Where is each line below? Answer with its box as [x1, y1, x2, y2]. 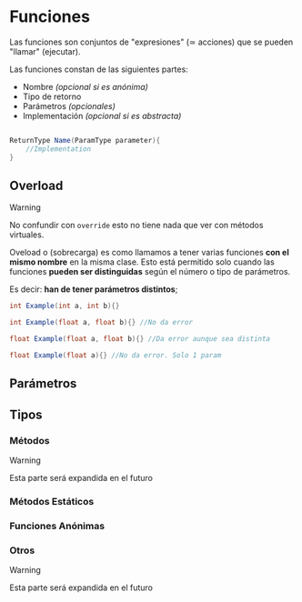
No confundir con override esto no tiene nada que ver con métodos [9, 220, 264, 231]
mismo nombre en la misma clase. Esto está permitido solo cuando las [9, 256, 275, 267]
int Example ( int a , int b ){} [9, 302, 120, 311]
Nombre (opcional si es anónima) [22, 81, 148, 92]
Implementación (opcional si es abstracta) [22, 110, 182, 121]
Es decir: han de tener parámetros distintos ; [9, 284, 178, 295]
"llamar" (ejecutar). [9, 45, 81, 56]
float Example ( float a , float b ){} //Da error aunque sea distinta [9, 335, 271, 344]
